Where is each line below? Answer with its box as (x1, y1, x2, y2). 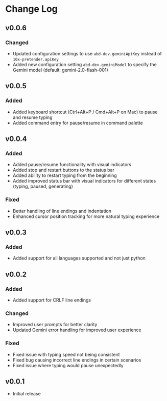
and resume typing (12, 114, 53, 121)
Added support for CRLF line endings (12, 297, 91, 303)
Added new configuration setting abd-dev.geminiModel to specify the (12, 61, 157, 67)
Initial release (12, 391, 41, 397)
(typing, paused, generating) (12, 183, 73, 190)
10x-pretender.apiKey (12, 57, 59, 62)
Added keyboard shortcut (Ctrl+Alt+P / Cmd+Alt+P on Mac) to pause (12, 109, 158, 115)
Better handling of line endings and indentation (12, 208, 111, 214)
